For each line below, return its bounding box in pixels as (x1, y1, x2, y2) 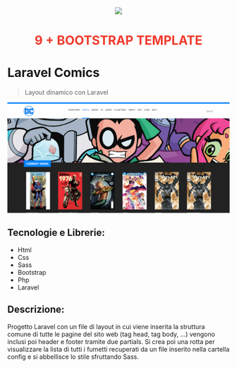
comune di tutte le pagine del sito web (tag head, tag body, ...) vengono (7, 330, 215, 338)
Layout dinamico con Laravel (24, 88, 109, 97)
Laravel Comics (7, 65, 100, 81)
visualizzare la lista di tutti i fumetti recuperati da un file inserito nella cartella (7, 345, 230, 353)
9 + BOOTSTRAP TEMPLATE (34, 32, 203, 49)
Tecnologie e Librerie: (7, 227, 105, 239)
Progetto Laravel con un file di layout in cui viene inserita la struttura (7, 322, 205, 331)
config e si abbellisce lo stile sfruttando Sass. (7, 352, 140, 361)
